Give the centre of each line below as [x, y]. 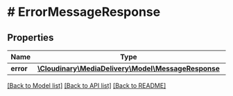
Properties [31, 38]
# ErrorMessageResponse [84, 12]
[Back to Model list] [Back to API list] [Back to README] [87, 86]
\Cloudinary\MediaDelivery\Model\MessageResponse [129, 68]
